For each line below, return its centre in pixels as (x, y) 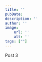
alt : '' (21, 37)
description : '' (21, 19)
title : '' (15, 10)
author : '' (16, 23)
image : (12, 28)
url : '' (21, 32)
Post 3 (11, 55)
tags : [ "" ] (16, 41)
